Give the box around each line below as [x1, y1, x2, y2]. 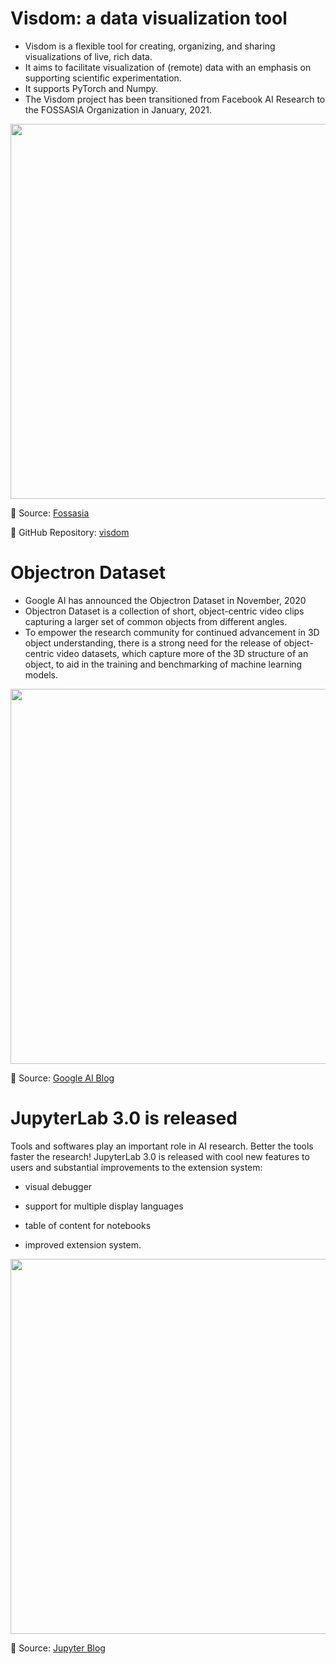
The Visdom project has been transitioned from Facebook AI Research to [24, 93, 326, 105]
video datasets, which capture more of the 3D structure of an [56, 647, 309, 659]
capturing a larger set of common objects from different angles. [24, 615, 288, 627]
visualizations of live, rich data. [24, 50, 153, 62]
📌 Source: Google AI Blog [10, 1072, 115, 1084]
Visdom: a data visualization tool [10, 7, 288, 30]
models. [24, 668, 59, 681]
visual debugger [24, 1180, 93, 1192]
